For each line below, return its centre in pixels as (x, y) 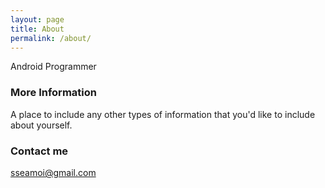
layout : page (37, 19)
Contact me (39, 151)
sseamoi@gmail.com (53, 172)
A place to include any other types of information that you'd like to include (163, 114)
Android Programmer (53, 67)
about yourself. (41, 125)
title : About (37, 29)
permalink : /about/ (51, 38)
